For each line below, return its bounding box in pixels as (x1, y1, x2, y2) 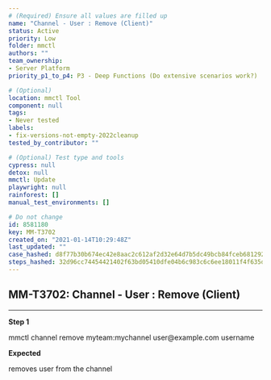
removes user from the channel (8, 364, 113, 374)
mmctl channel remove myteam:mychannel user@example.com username (8, 332, 255, 342)
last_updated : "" (8, 243, 67, 251)
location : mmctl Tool (8, 94, 81, 102)
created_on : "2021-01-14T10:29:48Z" (8, 236, 131, 244)
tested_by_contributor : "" (8, 139, 99, 147)
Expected (8, 348, 42, 357)
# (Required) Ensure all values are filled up (8, 11, 168, 20)
